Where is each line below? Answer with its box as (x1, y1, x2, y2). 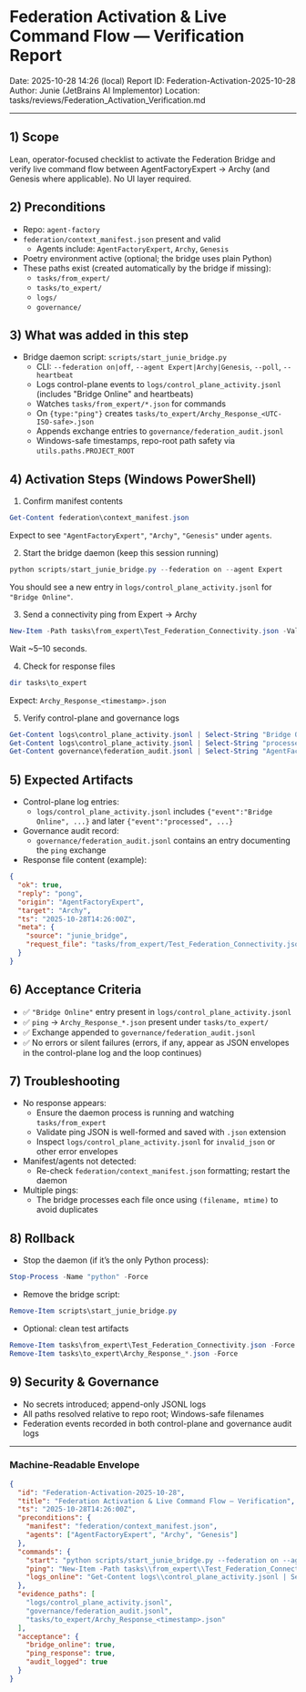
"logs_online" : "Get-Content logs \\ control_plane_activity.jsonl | (25, 1573, 287, 1582)
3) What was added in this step (9, 327, 189, 343)
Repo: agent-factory (22, 223, 100, 234)
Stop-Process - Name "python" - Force (9, 1273, 148, 1282)
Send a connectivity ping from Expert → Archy (22, 609, 198, 620)
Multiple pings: (22, 1184, 79, 1195)
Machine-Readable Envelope (9, 1459, 140, 1472)
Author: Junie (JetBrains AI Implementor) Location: (9, 85, 200, 96)
